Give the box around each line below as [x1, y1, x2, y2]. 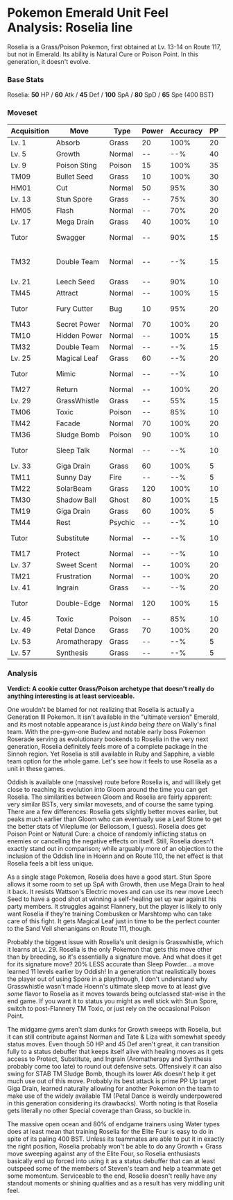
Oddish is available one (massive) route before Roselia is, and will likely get [7, 777, 221, 786]
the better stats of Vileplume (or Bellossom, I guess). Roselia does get [7, 822, 207, 830]
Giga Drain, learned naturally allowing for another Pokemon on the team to [7, 1084, 220, 1092]
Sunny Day [55, 472, 92, 482]
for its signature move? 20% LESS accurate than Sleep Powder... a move [7, 959, 214, 968]
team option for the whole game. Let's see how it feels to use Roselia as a [7, 756, 218, 765]
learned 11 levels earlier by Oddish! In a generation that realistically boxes [7, 967, 216, 975]
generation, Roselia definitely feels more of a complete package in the [7, 742, 207, 750]
